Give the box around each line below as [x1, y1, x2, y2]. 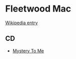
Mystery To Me [12, 47, 44, 53]
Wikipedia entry [5, 20, 38, 26]
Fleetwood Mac [5, 3, 71, 15]
